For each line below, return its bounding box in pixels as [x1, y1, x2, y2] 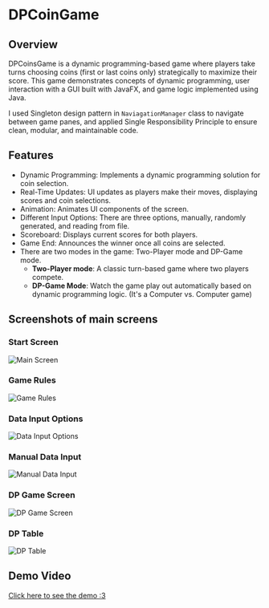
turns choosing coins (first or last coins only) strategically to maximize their [8, 67, 258, 77]
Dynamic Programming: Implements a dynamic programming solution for [19, 170, 261, 180]
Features [8, 148, 54, 162]
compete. [31, 272, 64, 282]
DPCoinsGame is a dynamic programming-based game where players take [8, 59, 255, 68]
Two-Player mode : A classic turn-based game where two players [31, 263, 249, 274]
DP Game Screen [8, 489, 75, 501]
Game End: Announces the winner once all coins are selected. [19, 238, 226, 248]
